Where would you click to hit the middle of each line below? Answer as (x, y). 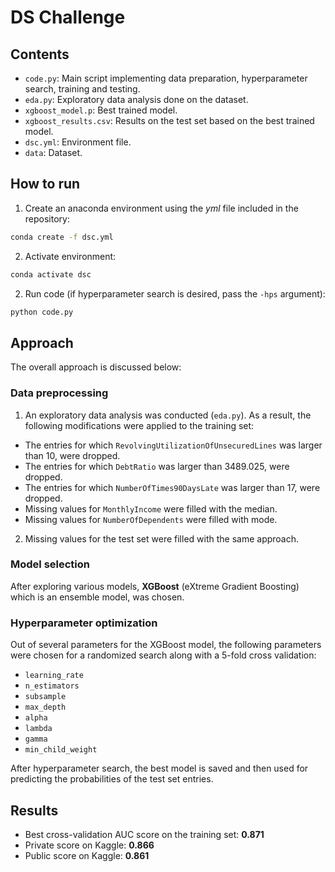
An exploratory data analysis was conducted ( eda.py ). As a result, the (168, 415)
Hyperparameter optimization (84, 623)
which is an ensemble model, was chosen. (97, 597)
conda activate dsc (51, 274)
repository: (47, 218)
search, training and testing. (82, 89)
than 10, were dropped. (72, 455)
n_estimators (52, 686)
